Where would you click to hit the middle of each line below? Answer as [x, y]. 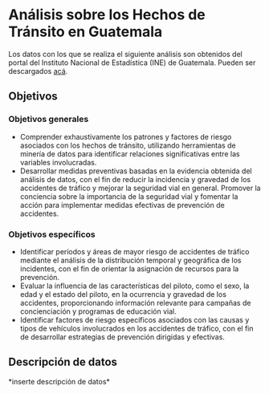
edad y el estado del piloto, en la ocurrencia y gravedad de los [123, 294]
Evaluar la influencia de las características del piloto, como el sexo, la [134, 286]
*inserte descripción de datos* [59, 381]
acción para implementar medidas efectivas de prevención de [122, 205]
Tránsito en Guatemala [86, 32]
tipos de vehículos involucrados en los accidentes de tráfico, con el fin [137, 328]
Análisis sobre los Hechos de [107, 15]
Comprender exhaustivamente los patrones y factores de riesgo [126, 136]
